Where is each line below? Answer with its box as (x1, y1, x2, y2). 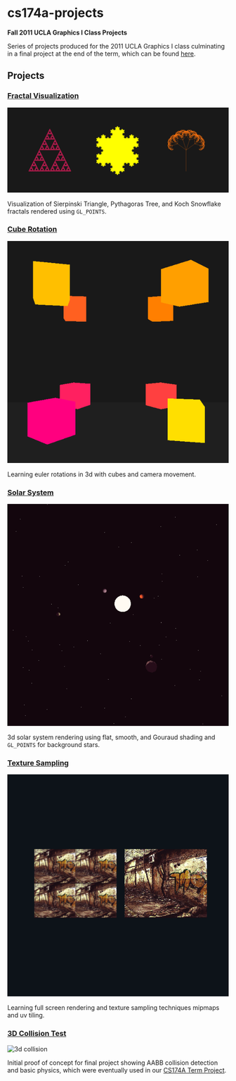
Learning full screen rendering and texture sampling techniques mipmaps (7, 1003, 220, 1012)
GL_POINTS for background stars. (7, 741, 100, 749)
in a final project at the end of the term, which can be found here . (7, 49, 196, 58)
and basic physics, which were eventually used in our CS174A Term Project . (7, 1065, 227, 1074)
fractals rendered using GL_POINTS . (7, 206, 107, 216)
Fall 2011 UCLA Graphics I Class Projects (7, 28, 128, 37)
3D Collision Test (7, 1029, 67, 1039)
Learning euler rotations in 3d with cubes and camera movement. (7, 470, 197, 478)
